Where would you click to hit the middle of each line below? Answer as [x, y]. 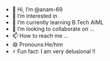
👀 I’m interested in [35, 16]
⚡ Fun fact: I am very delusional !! [54, 51]
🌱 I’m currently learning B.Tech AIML [58, 22]
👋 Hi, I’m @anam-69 [37, 9]
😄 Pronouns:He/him [37, 45]
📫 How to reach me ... [40, 36]
